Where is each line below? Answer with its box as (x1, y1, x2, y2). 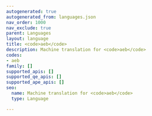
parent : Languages (6, 30, 51, 36)
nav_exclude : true (6, 25, 51, 31)
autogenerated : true (6, 8, 57, 15)
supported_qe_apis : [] (6, 74, 62, 80)
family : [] (6, 63, 33, 69)
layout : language (6, 36, 49, 42)
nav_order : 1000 (6, 19, 46, 25)
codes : (6, 52, 22, 58)
